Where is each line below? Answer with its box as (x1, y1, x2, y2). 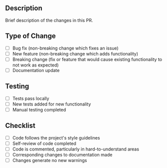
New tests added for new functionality (12, 101, 91, 107)
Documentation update (12, 67, 60, 73)
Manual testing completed (12, 106, 66, 112)
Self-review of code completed (12, 140, 76, 146)
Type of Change (5, 32, 56, 40)
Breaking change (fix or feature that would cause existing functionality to (12, 56, 163, 62)
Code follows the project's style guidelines (12, 134, 100, 140)
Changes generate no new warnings (12, 157, 87, 163)
